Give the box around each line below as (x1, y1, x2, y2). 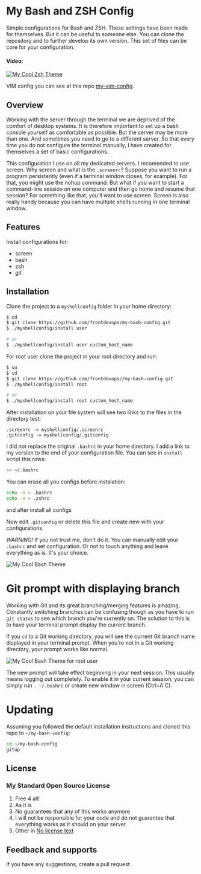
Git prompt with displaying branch (6, 582, 181, 596)
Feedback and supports (6, 844, 97, 855)
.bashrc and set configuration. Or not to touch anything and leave (6, 542, 169, 550)
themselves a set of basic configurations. (6, 148, 109, 155)
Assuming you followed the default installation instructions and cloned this (6, 722, 191, 730)
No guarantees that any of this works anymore (14, 808, 131, 815)
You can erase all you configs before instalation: (6, 478, 126, 485)
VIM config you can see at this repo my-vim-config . (6, 83, 134, 90)
